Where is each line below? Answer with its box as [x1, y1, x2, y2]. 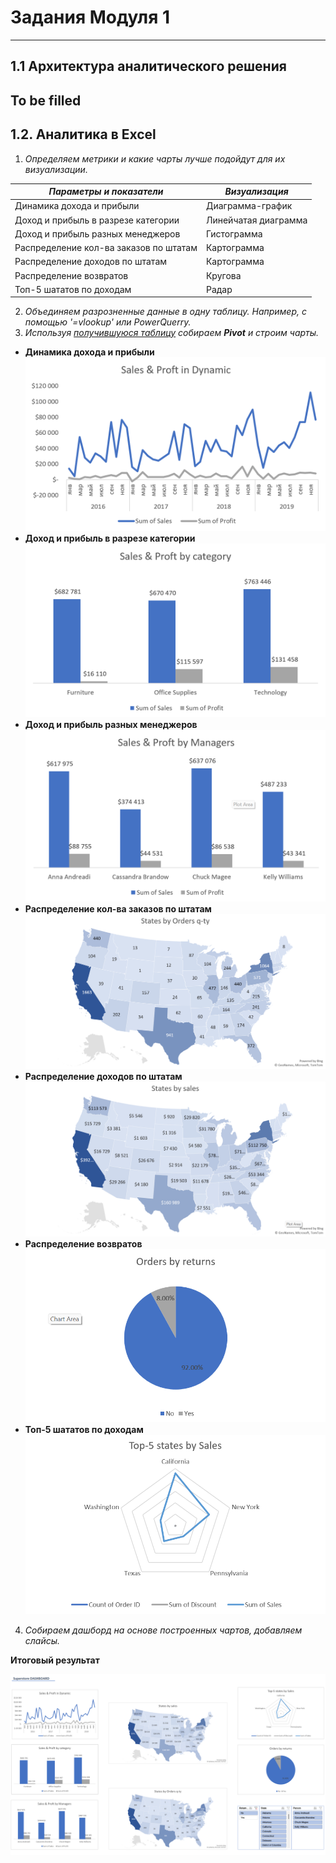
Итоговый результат [10, 1654, 100, 1666]
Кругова [205, 269, 242, 281]
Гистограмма [205, 227, 263, 240]
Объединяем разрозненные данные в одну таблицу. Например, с [24, 306, 307, 318]
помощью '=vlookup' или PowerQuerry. [24, 316, 192, 328]
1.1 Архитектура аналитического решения [10, 58, 287, 75]
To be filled [10, 92, 82, 109]
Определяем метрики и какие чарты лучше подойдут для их [24, 152, 286, 165]
